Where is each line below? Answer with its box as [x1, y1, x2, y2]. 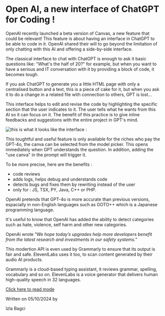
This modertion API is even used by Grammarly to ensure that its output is [5, 246, 156, 252]
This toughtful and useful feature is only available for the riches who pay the [5, 136, 161, 142]
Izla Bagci [5, 305, 26, 311]
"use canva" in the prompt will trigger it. [5, 152, 87, 158]
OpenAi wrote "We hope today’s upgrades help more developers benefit [5, 231, 152, 237]
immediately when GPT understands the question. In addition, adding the [5, 146, 154, 152]
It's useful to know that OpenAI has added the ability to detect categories [5, 216, 154, 222]
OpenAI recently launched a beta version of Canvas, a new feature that [5, 30, 150, 36]
